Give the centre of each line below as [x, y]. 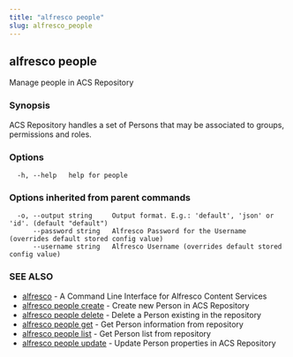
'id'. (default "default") [59, 224]
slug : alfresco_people [51, 26]
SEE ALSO [31, 277]
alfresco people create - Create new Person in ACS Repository [135, 305]
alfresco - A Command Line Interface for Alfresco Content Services [144, 296]
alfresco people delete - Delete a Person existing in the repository [142, 315]
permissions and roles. [51, 134]
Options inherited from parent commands [100, 197]
